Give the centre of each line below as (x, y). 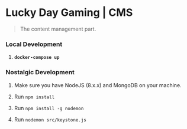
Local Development (34, 44)
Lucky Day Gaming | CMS (69, 13)
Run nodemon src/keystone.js (50, 119)
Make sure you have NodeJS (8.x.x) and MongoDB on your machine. (98, 85)
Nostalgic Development (40, 72)
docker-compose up (37, 58)
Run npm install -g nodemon (49, 108)
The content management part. (58, 29)
